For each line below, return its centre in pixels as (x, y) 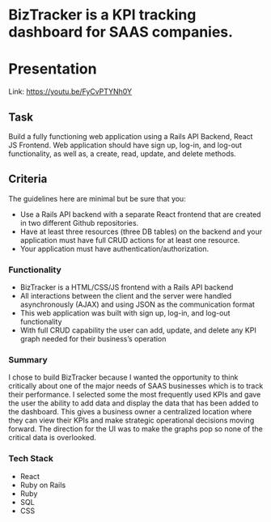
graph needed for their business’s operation (93, 339)
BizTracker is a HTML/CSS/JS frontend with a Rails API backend (127, 287)
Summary (28, 359)
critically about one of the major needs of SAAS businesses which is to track (136, 386)
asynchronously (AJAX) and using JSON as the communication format (137, 304)
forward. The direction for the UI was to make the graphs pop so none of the (135, 429)
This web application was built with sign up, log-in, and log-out (125, 313)
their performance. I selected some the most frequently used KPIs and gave (135, 395)
